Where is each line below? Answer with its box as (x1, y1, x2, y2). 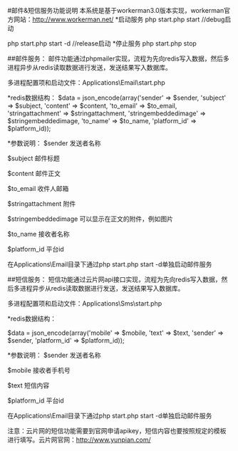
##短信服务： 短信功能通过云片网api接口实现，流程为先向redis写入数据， (7, 275, 222, 284)
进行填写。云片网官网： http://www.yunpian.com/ (7, 435, 151, 444)
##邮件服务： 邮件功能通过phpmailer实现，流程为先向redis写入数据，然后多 (7, 54, 229, 63)
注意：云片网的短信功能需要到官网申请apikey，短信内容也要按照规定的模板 (7, 427, 227, 435)
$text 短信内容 (7, 381, 50, 390)
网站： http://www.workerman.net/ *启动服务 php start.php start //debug (13, 15, 225, 24)
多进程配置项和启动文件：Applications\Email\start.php (7, 78, 165, 87)
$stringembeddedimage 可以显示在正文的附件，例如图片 (7, 214, 173, 223)
